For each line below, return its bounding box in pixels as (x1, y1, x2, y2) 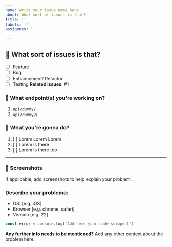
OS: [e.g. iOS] (12, 201, 42, 207)
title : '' (5, 17, 27, 22)
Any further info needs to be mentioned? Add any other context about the (5, 231, 163, 237)
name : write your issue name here (5, 7, 79, 13)
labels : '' (5, 22, 29, 27)
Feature (12, 64, 29, 70)
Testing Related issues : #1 (12, 81, 69, 87)
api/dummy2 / (12, 111, 38, 118)
